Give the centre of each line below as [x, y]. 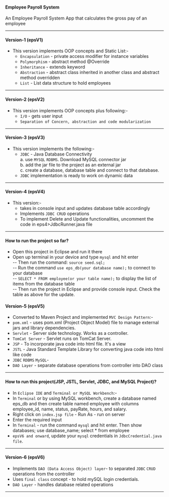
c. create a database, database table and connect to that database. [90, 170]
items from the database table [44, 284]
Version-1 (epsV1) [24, 40]
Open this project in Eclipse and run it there [57, 252]
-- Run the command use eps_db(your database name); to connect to [84, 268]
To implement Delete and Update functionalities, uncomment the [87, 219]
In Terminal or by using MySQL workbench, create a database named [84, 398]
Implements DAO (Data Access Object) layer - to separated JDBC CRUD [84, 468]
